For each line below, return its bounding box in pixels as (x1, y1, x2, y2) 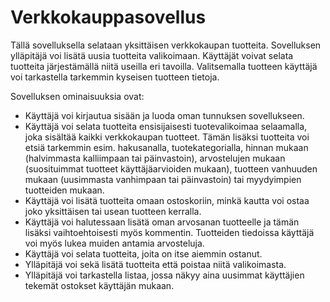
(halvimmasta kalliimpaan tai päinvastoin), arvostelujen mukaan (24, 152, 286, 164)
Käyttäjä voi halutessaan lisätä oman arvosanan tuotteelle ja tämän (24, 216, 300, 228)
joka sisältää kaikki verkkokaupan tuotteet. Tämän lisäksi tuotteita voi (24, 131, 310, 143)
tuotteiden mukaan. (24, 184, 105, 196)
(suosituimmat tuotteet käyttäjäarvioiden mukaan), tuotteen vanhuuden (24, 162, 318, 175)
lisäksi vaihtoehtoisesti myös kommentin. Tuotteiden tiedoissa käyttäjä (24, 226, 315, 238)
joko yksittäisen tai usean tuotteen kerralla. (24, 205, 202, 217)
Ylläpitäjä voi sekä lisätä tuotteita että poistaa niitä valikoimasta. (24, 258, 287, 270)
